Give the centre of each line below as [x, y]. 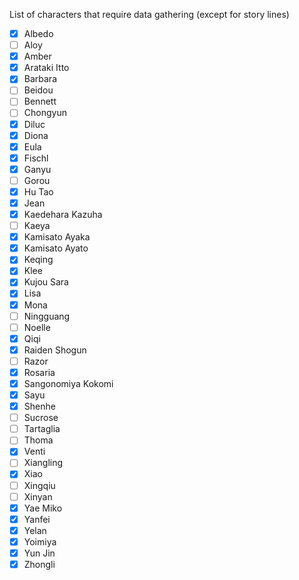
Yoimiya [40, 541]
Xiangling [43, 463]
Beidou [38, 90]
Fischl [36, 158]
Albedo [38, 33]
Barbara [40, 79]
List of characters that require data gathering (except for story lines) [149, 14]
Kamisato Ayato [56, 248]
